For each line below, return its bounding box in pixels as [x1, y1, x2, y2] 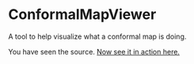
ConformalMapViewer [8, 6, 157, 24]
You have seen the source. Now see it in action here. [8, 47, 181, 56]
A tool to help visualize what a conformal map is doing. [8, 32, 187, 41]
